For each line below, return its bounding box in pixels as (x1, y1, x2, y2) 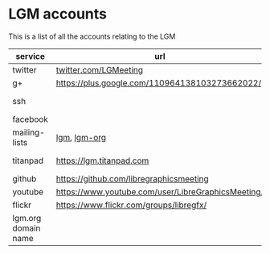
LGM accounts (8, 5, 107, 23)
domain (12, 223, 41, 234)
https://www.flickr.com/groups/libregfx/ (55, 199, 207, 210)
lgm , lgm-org (55, 131, 107, 143)
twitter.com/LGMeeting (55, 64, 143, 75)
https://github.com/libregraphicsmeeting (55, 173, 209, 184)
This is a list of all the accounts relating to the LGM (8, 31, 176, 41)
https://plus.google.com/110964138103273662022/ (55, 77, 262, 89)
